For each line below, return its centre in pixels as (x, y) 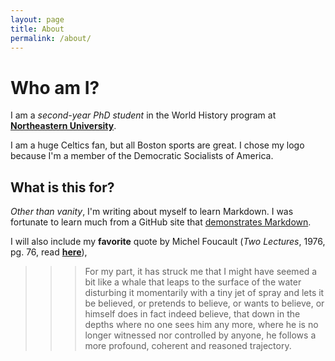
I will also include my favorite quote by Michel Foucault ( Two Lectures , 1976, (168, 242)
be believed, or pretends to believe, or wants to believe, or (204, 303)
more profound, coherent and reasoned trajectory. (188, 346)
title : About (37, 29)
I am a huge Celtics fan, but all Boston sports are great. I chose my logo (157, 145)
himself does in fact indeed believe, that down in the (192, 314)
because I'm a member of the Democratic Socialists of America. (142, 156)
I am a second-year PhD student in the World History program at (143, 115)
